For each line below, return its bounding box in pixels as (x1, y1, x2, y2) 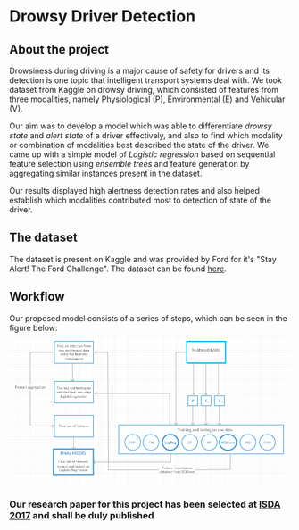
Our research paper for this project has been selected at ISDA (9, 498, 281, 510)
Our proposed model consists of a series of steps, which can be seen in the (9, 312, 287, 323)
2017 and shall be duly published (9, 509, 154, 522)
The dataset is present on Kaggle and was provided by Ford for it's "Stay (9, 253, 277, 264)
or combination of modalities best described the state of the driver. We (9, 140, 270, 150)
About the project (9, 42, 110, 57)
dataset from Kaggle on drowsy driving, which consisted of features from (9, 85, 279, 95)
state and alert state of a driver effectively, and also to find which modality (9, 130, 283, 140)
